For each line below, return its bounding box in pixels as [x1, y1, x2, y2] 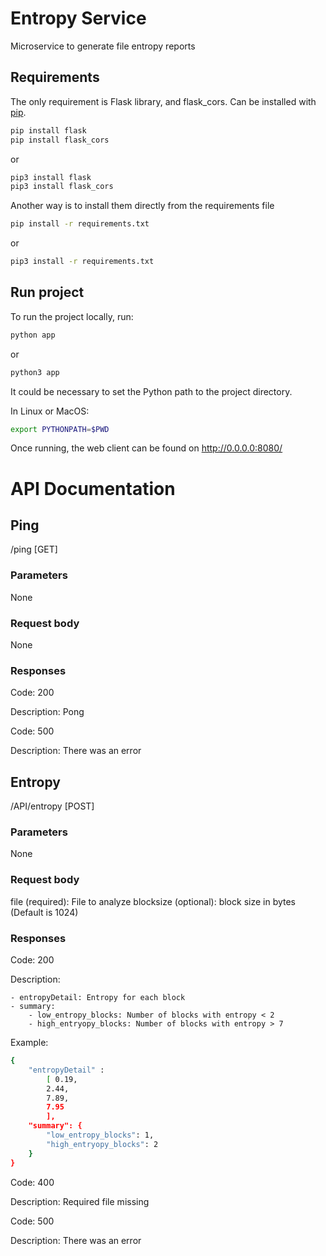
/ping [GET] [10, 543, 58, 556]
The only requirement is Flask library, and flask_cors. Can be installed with [10, 95, 317, 107]
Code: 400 [10, 1176, 55, 1188]
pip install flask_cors [10, 135, 110, 145]
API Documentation [10, 477, 176, 500]
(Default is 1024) [10, 906, 79, 918]
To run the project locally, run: [10, 310, 134, 322]
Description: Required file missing [10, 1195, 150, 1207]
